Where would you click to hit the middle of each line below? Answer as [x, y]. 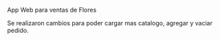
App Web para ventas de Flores [52, 10]
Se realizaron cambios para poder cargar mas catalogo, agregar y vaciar [110, 23]
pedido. [18, 30]
